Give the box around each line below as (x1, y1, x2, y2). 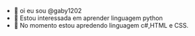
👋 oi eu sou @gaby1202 (13, 7, 82, 15)
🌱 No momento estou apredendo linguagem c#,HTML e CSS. (13, 21, 189, 29)
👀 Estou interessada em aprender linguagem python (13, 14, 164, 22)
